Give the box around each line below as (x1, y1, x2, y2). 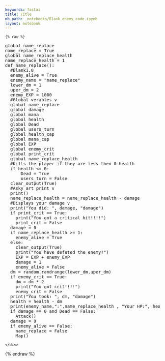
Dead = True (20, 171, 50, 177)
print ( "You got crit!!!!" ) (15, 284, 81, 290)
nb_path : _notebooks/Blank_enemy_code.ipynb (5, 16, 98, 21)
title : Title (5, 12, 32, 17)
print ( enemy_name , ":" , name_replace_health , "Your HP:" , (10, 303, 151, 309)
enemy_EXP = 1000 (10, 92, 52, 98)
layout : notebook (5, 21, 41, 26)
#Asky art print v (10, 185, 55, 191)
